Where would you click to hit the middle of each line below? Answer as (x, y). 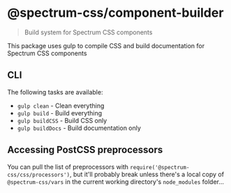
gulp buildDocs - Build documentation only (79, 128)
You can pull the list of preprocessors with (68, 166)
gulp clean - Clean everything (61, 106)
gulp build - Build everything (60, 113)
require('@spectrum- (160, 167)
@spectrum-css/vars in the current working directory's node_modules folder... (116, 181)
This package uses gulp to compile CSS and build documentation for (106, 45)
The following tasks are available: (55, 92)
